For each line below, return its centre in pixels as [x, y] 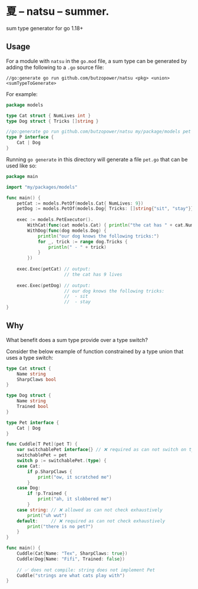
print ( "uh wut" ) [47, 515]
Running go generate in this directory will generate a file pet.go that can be [97, 159]
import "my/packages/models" [42, 187]
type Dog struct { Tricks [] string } [52, 121]
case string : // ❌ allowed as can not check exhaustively [90, 510]
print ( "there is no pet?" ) [60, 527]
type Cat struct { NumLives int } [49, 116]
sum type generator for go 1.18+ [45, 28]
